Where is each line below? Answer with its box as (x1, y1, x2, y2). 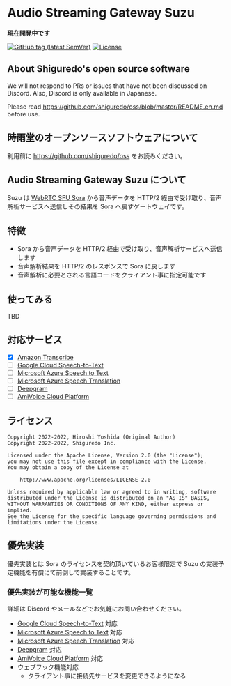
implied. (7, 507, 33, 514)
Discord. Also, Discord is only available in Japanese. (7, 89, 157, 97)
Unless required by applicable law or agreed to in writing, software (7, 489, 216, 496)
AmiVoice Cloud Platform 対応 (17, 654, 104, 663)
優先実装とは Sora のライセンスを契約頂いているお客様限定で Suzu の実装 (7, 559, 218, 567)
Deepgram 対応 (17, 646, 62, 654)
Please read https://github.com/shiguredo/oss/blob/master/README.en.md (7, 102, 223, 111)
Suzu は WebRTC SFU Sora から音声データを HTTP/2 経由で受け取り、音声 (7, 194, 223, 202)
